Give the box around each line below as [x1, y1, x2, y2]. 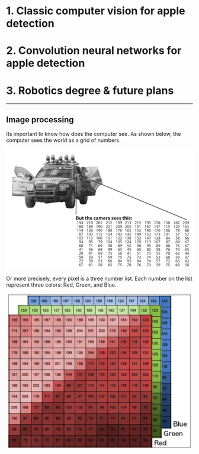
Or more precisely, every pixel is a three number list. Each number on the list [6, 275, 192, 282]
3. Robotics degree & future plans [6, 84, 174, 97]
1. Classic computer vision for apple [6, 4, 185, 18]
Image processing [6, 115, 74, 125]
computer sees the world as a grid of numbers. [6, 136, 121, 144]
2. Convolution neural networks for [6, 44, 182, 58]
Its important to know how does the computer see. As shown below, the [6, 131, 181, 138]
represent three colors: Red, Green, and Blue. [6, 281, 117, 288]
